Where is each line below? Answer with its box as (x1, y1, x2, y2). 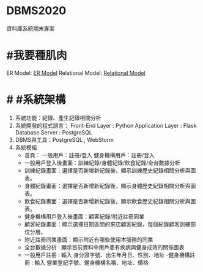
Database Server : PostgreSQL (15, 128, 93, 136)
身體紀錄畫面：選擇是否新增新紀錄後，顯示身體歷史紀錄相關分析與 (24, 182, 191, 189)
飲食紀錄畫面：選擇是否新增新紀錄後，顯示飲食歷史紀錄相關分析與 (24, 197, 191, 204)
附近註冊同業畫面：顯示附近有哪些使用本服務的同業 (24, 236, 153, 243)
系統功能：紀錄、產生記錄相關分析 (15, 114, 102, 122)
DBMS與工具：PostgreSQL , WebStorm (15, 136, 114, 143)
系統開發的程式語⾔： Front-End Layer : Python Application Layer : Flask (15, 122, 197, 129)
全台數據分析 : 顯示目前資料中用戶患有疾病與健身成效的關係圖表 (24, 243, 185, 251)
